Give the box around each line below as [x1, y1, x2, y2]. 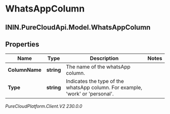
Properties [5, 40, 39, 48]
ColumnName [8, 66, 42, 73]
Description [90, 55, 119, 62]
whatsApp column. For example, [65, 84, 143, 91]
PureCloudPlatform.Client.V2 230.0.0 [5, 103, 82, 109]
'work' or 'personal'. [65, 90, 114, 97]
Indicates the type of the [65, 78, 124, 85]
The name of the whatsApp [65, 63, 131, 70]
